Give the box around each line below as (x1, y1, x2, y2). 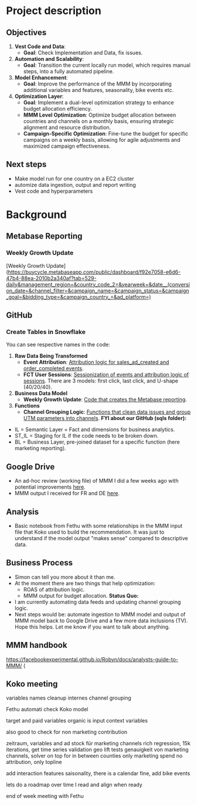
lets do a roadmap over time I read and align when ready (6, 781, 142, 789)
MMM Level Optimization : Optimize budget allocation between (23, 111, 176, 118)
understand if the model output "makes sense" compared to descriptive (14, 535, 188, 541)
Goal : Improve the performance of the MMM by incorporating (23, 80, 172, 87)
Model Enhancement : (14, 74, 69, 81)
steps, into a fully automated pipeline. (23, 68, 114, 74)
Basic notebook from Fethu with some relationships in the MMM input (14, 523, 183, 529)
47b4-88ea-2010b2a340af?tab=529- (6, 274, 97, 282)
